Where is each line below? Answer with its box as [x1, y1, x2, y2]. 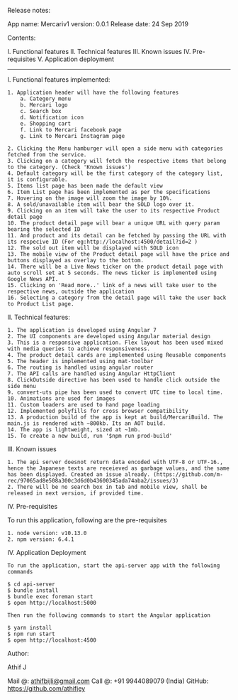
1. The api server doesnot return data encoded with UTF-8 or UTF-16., [7, 458, 223, 465]
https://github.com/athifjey [7, 684, 86, 692]
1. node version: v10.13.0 [7, 529, 87, 537]
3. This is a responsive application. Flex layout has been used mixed [7, 339, 223, 346]
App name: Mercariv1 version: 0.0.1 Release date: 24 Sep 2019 [7, 20, 189, 28]
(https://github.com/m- [153, 471, 223, 478]
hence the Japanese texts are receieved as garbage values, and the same [7, 465, 230, 472]
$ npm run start [7, 630, 55, 637]
